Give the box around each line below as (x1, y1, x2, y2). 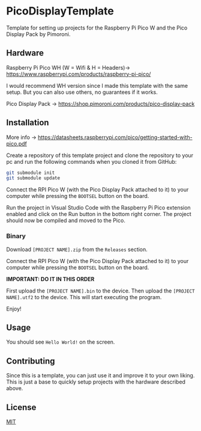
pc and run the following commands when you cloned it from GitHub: (6, 158, 177, 165)
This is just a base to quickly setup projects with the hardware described (6, 378, 186, 386)
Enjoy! (6, 305, 22, 312)
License (6, 402, 37, 412)
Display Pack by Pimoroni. (6, 30, 71, 37)
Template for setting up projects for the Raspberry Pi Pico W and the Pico (6, 24, 188, 31)
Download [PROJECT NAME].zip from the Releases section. (6, 246, 148, 253)
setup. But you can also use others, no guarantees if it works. (6, 88, 158, 96)
